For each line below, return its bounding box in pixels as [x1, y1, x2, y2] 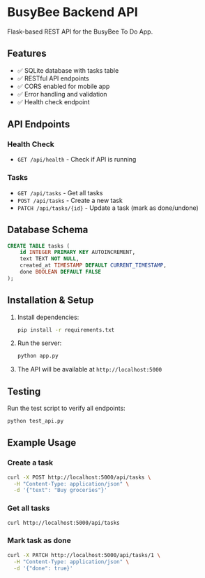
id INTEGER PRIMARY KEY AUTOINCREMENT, [20, 249, 136, 256]
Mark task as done [7, 536, 71, 546]
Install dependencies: [17, 313, 79, 321]
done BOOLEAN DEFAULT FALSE [20, 269, 101, 276]
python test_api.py [7, 418, 64, 425]
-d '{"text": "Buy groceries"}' [13, 487, 108, 494]
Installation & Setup [7, 295, 94, 306]
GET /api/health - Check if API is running [17, 155, 137, 164]
